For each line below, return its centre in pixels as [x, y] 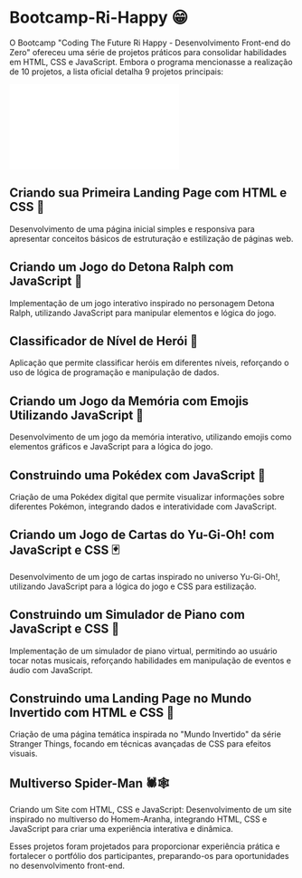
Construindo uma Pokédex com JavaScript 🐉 [138, 475]
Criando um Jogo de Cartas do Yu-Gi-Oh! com [142, 535]
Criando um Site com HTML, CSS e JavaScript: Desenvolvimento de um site [151, 810]
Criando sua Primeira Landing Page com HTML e [148, 193]
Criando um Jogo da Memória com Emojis [129, 401]
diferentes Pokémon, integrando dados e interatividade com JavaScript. [143, 507]
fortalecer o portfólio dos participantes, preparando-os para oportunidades [149, 856]
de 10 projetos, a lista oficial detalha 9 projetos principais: [117, 72]
